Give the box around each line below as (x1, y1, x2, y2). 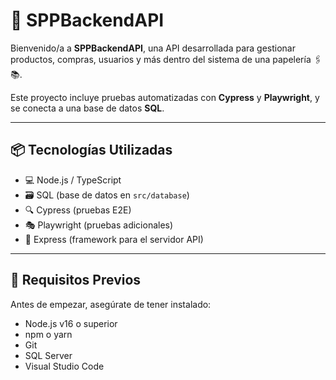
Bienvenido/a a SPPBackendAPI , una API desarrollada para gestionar (10, 42, 296, 54)
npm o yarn (24, 328, 73, 340)
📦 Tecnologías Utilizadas (10, 142, 173, 159)
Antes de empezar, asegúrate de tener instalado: (10, 298, 212, 310)
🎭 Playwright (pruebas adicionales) (24, 219, 174, 231)
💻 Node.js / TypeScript (24, 174, 122, 186)
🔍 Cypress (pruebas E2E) (24, 204, 132, 216)
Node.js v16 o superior (24, 317, 118, 329)
